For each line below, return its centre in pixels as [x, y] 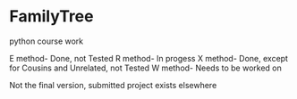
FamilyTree [51, 16]
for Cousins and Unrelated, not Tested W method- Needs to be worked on [145, 68]
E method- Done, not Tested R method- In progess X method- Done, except [149, 58]
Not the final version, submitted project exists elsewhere [113, 85]
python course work [47, 41]
